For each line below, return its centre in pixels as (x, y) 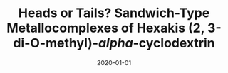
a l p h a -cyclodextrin (156, 43)
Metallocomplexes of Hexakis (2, (105, 28)
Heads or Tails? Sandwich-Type (114, 13)
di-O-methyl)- (56, 43)
